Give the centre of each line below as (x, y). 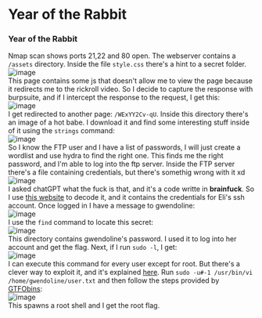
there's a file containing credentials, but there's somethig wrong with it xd (127, 172)
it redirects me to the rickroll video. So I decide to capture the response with (131, 89)
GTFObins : (25, 289)
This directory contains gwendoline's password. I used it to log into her (122, 239)
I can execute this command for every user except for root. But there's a (124, 264)
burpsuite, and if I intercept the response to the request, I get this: (114, 98)
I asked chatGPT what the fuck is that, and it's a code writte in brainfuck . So (131, 189)
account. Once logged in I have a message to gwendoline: (102, 206)
